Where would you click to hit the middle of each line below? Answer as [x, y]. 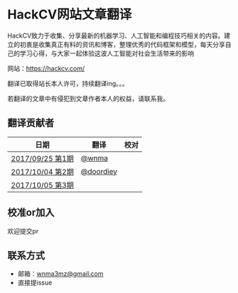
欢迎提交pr [23, 231]
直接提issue [35, 283]
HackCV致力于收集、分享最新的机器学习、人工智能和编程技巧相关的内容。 [116, 35]
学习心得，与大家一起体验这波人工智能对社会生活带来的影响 [107, 53]
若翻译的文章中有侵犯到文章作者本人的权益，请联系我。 [88, 98]
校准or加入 [31, 212]
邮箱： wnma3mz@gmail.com [60, 274]
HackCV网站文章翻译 [70, 15]
